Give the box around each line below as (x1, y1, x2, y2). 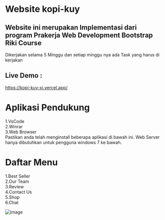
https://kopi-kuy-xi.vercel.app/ (5, 84, 68, 90)
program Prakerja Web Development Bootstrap (5, 31, 153, 39)
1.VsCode (5, 118, 25, 124)
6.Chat (5, 199, 19, 205)
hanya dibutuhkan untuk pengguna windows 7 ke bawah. (5, 139, 122, 145)
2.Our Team (5, 178, 29, 184)
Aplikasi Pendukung (5, 102, 90, 113)
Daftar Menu (5, 157, 58, 168)
